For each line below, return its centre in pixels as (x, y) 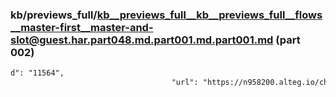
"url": (185, 83)
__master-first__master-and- (82, 27)
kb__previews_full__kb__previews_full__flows (209, 15)
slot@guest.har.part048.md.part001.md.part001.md (142, 40)
